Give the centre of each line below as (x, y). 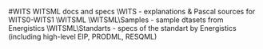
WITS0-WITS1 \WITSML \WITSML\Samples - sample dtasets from (116, 20)
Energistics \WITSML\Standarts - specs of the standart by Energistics (123, 28)
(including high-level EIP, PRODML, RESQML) (83, 36)
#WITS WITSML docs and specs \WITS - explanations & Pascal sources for (132, 11)
